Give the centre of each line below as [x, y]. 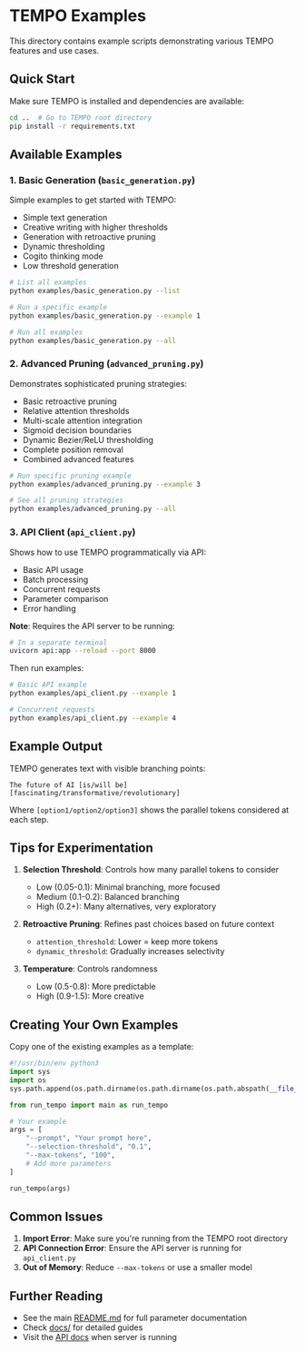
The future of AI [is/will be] [69, 785]
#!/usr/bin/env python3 [54, 1063]
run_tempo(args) [40, 1188]
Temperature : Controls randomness [90, 969]
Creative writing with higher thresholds [95, 227]
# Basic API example [49, 685]
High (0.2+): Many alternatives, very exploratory [126, 907]
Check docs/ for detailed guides [83, 1327]
